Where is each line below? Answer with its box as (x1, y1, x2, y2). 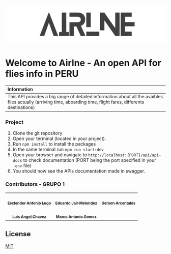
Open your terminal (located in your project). (12, 135, 106, 142)
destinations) (7, 104, 35, 110)
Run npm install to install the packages (12, 141, 96, 147)
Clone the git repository (12, 130, 63, 136)
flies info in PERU (5, 68, 79, 79)
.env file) (12, 162, 32, 169)
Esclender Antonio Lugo (7, 201, 51, 206)
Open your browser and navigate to (12, 152, 88, 158)
